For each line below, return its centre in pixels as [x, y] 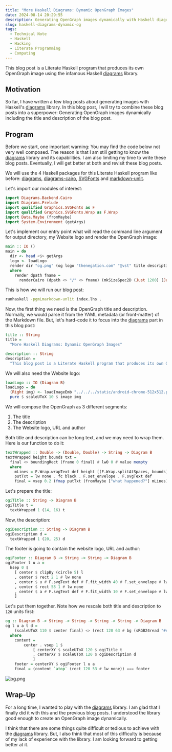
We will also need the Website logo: [43, 373]
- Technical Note [28, 34]
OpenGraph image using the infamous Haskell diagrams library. [72, 73]
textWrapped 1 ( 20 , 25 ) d [38, 539]
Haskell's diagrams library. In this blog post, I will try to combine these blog [84, 107]
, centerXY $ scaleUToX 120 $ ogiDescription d [84, 655]
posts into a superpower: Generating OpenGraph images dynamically [78, 113]
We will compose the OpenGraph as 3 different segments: [66, 407]
